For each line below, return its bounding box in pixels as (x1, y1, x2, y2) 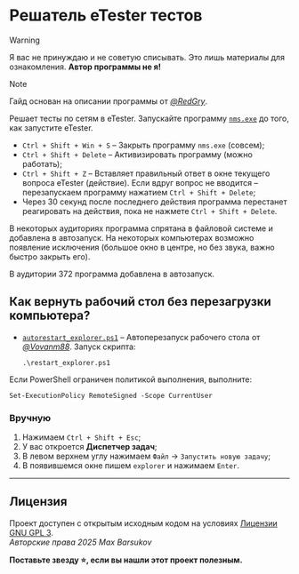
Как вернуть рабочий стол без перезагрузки (9, 294, 271, 309)
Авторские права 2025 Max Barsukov (9, 537, 152, 547)
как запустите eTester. (9, 122, 93, 133)
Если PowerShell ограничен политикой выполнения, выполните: (9, 374, 252, 385)
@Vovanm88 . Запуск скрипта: (21, 341, 136, 352)
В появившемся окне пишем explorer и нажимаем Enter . (21, 460, 240, 471)
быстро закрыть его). (9, 251, 91, 262)
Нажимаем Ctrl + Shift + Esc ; (21, 432, 141, 442)
